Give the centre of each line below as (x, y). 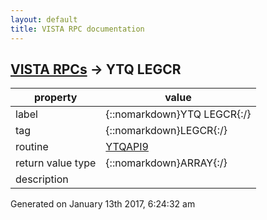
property (56, 98)
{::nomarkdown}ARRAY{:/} (166, 163)
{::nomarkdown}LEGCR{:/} (166, 131)
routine (32, 147)
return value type (56, 163)
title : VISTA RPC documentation (77, 29)
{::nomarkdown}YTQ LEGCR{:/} (178, 114)
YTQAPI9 (127, 147)
